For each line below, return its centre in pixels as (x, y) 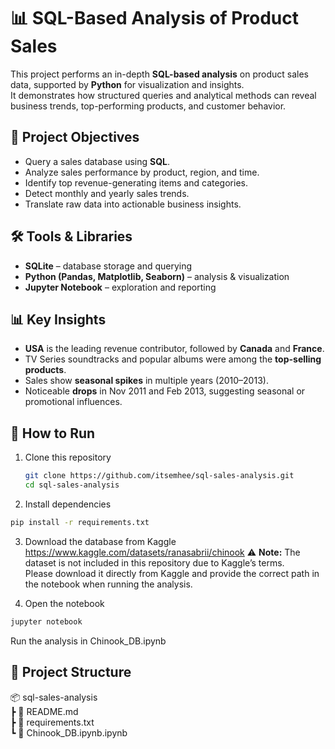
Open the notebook (64, 603)
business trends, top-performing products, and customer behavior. (148, 106)
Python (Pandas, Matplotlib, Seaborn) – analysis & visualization (157, 276)
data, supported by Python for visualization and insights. (127, 84)
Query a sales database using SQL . (97, 161)
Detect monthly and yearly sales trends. (107, 193)
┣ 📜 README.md (44, 711)
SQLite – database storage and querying (108, 266)
